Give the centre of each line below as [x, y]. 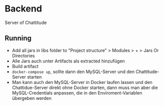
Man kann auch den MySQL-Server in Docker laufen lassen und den [82, 82]
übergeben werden [32, 98]
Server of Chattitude [26, 22]
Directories [23, 55]
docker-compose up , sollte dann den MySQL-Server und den [73, 71]
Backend [23, 9]
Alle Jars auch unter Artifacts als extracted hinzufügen [68, 61]
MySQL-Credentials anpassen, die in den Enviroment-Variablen [77, 92]
